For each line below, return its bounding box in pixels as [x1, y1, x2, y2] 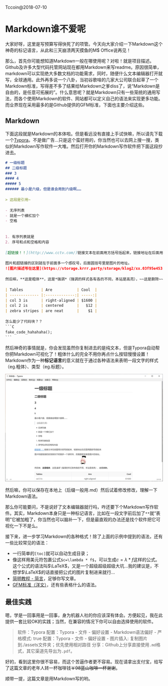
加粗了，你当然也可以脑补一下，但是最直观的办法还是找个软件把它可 [20, 517, 161, 523]
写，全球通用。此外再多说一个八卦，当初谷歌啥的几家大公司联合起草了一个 [5, 76, 158, 82]
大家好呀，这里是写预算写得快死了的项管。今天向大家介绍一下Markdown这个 [5, 41, 163, 47]
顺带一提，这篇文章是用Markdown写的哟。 [5, 675, 93, 681]
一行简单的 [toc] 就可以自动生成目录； [12, 550, 90, 556]
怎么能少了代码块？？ [5, 319, 42, 324]
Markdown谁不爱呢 [5, 24, 86, 35]
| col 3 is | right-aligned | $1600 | [5, 298, 97, 303]
